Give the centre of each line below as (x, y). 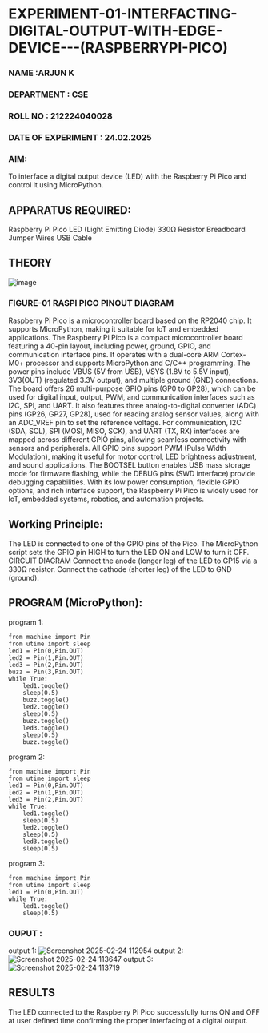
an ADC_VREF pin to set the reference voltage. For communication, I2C (125, 423)
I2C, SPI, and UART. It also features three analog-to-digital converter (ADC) (132, 406)
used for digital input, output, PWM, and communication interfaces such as (132, 397)
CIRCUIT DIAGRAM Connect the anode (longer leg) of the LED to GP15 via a (133, 561)
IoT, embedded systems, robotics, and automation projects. (106, 499)
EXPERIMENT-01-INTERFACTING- (123, 14)
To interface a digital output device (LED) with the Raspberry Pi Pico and (128, 176)
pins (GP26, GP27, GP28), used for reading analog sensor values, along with (134, 414)
